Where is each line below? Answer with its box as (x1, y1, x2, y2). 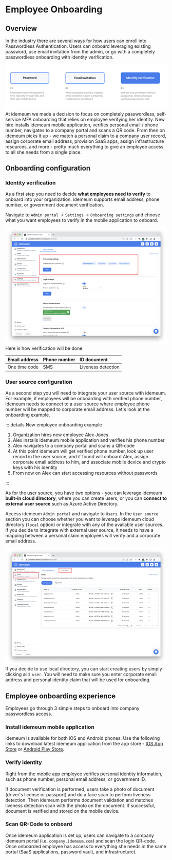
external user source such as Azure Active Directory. (5, 501, 119, 507)
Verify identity (5, 759, 42, 766)
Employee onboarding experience (5, 691, 116, 700)
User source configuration (5, 378, 73, 385)
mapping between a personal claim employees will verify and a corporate (5, 533, 161, 539)
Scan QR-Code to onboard (5, 820, 72, 828)
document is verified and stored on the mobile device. (5, 808, 120, 814)
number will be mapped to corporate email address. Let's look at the (5, 406, 150, 413)
